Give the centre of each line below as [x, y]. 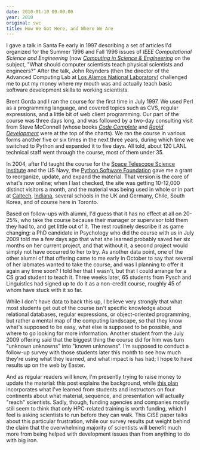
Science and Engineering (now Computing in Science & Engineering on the [98, 58]
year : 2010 [20, 17]
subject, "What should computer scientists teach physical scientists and [95, 65]
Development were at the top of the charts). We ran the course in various [96, 133]
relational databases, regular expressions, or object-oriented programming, [99, 314]
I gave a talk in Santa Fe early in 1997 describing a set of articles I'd [89, 45]
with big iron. [22, 440]
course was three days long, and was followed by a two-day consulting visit [99, 121]
